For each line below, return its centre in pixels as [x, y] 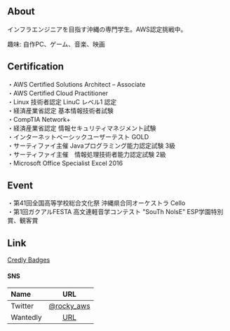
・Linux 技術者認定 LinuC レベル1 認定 [62, 101]
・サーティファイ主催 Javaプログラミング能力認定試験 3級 [91, 146]
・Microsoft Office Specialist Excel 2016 [65, 163]
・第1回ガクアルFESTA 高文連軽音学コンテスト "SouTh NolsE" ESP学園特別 [115, 212]
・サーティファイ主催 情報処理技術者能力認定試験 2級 [87, 154]
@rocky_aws [69, 306]
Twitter [22, 306]
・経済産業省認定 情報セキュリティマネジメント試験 [82, 128]
